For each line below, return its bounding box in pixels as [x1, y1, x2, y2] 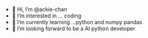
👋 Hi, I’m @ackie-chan [11, 6, 67, 13]
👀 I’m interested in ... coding [11, 12, 82, 19]
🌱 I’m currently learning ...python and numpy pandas [11, 19, 143, 25]
